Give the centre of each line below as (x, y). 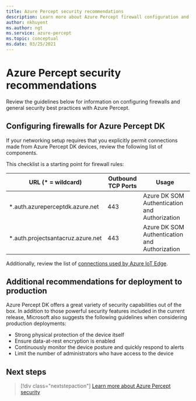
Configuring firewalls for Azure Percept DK (85, 126)
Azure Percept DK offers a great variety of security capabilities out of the (94, 305)
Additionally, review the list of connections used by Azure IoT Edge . (87, 263)
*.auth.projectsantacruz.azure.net (55, 238)
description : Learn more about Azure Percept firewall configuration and (98, 17)
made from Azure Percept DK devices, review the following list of (84, 146)
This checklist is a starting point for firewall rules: (65, 164)
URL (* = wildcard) (55, 182)
